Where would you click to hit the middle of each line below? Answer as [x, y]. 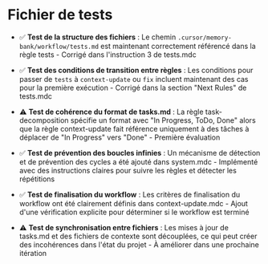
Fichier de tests [60, 15]
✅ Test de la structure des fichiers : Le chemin [97, 37]
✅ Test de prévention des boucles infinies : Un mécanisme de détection [140, 152]
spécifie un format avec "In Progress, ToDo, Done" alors [163, 120]
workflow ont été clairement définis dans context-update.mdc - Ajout [133, 203]
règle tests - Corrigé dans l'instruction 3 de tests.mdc [108, 55]
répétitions [37, 179]
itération [33, 253]
